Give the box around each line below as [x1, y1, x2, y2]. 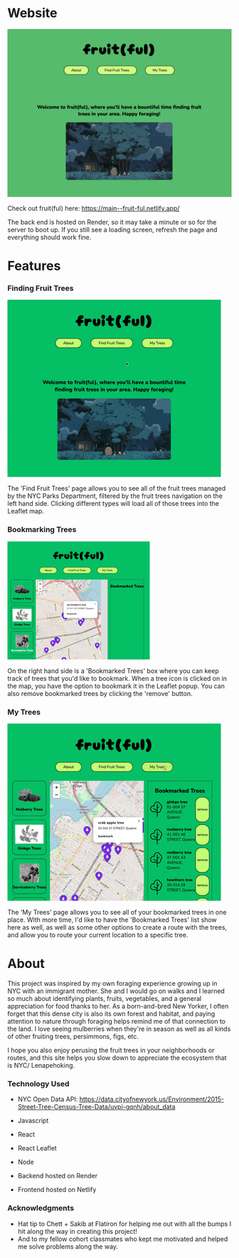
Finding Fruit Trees [7, 284, 74, 293]
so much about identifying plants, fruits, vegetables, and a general [7, 994, 202, 1002]
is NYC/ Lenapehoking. [7, 1061, 75, 1069]
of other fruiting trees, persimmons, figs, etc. [7, 1031, 139, 1041]
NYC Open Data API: [17, 1095, 78, 1103]
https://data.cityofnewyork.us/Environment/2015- [79, 1095, 224, 1103]
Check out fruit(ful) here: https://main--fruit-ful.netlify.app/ [7, 204, 180, 212]
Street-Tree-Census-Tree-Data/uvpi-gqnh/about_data [17, 1103, 176, 1111]
